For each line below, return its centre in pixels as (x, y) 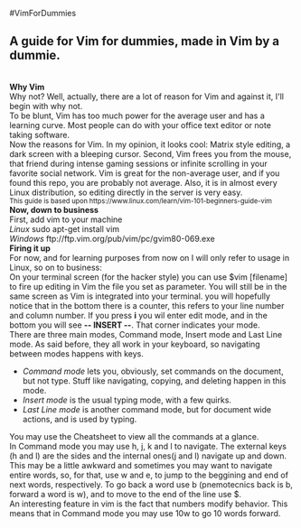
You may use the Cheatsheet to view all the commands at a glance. (134, 436)
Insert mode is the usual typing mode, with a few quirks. (127, 400)
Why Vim (27, 87)
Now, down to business (54, 209)
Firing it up (30, 248)
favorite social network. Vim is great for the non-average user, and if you (145, 173)
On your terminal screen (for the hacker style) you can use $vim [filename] (148, 277)
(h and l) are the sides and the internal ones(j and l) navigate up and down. (148, 456)
